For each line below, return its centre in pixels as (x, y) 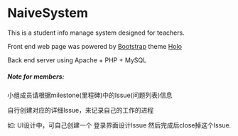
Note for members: (36, 76)
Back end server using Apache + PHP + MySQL (77, 60)
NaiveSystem (48, 13)
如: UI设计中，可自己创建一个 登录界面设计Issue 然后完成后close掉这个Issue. (119, 125)
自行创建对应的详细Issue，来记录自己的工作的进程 (81, 110)
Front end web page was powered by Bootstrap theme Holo (95, 46)
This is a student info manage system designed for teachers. (96, 33)
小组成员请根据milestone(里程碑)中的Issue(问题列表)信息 (90, 95)
